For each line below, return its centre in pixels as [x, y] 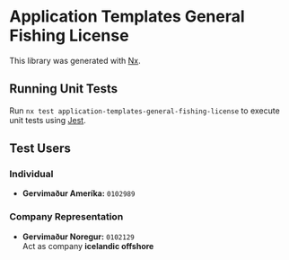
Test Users [40, 149]
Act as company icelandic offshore [88, 246]
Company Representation [66, 217]
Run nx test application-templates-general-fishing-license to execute [144, 111]
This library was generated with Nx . [75, 60]
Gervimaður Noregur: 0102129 [78, 237]
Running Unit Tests [64, 89]
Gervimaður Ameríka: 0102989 [79, 193]
